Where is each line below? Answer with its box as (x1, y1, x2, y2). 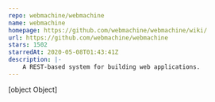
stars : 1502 (8, 41, 48, 49)
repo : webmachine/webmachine (8, 11, 105, 20)
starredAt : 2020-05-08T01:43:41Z (8, 48, 119, 56)
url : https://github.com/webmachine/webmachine (8, 33, 169, 42)
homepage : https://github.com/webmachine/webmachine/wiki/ (8, 26, 208, 34)
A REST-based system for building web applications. (22, 63, 201, 71)
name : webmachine (8, 19, 66, 27)
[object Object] (8, 85, 58, 94)
